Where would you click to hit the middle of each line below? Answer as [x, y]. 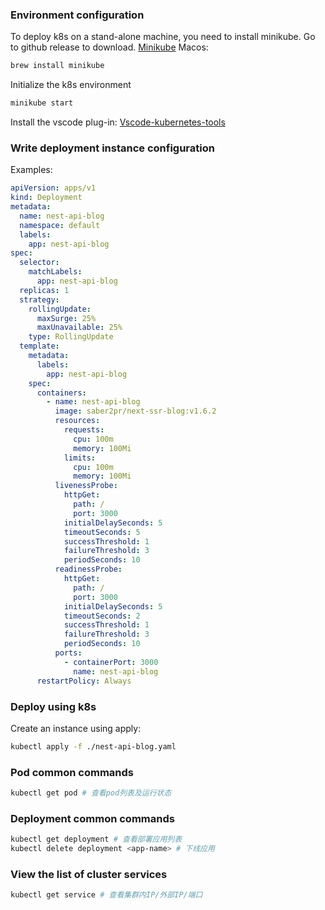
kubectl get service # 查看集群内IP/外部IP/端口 [106, 895]
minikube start [42, 103]
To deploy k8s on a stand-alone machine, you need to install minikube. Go [163, 37]
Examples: [31, 170]
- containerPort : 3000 [111, 662]
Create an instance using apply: [76, 728]
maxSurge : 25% [66, 318]
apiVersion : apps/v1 [53, 188]
